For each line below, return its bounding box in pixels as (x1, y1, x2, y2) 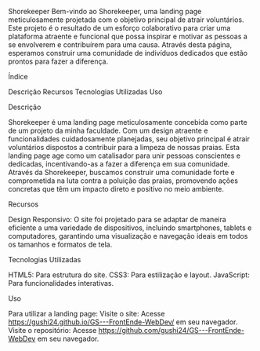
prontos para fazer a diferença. (8, 57, 108, 66)
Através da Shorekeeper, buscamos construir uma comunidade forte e (8, 168, 235, 177)
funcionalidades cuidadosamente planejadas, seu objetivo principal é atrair (8, 134, 251, 144)
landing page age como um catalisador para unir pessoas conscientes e (8, 151, 241, 160)
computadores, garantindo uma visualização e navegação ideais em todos (8, 232, 248, 240)
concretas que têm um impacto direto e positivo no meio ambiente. (8, 185, 225, 193)
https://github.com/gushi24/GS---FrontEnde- (98, 326, 245, 335)
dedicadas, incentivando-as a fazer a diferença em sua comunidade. (8, 159, 230, 168)
